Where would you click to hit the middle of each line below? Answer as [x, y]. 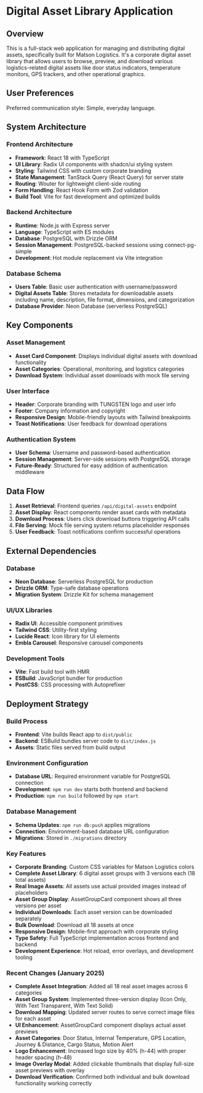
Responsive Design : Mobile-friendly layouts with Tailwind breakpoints [103, 417]
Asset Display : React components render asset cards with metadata [100, 512]
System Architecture [46, 127]
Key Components [40, 325]
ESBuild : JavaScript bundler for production [69, 678]
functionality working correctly [53, 1083]
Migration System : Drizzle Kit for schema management [84, 594]
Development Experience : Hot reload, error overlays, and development [104, 951]
